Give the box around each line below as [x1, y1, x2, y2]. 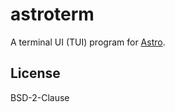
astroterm [10, 3, 95, 26]
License [10, 65, 61, 82]
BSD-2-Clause [10, 91, 70, 103]
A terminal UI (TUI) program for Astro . [10, 36, 166, 48]
